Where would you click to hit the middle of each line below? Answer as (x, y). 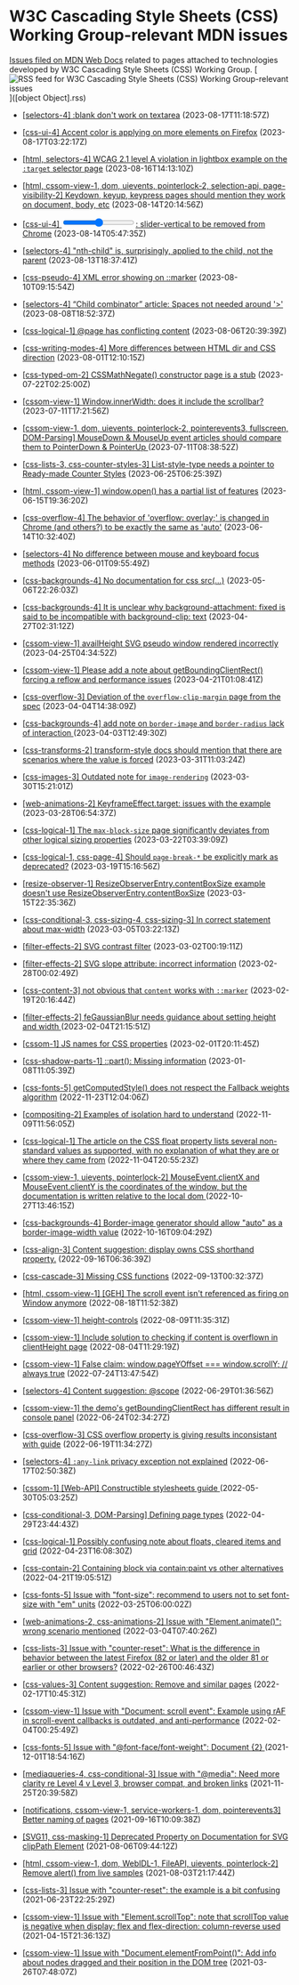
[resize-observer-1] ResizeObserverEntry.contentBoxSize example (144, 884)
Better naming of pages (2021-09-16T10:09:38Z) (112, 1819)
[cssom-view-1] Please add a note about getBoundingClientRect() (143, 670)
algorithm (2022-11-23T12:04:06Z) (85, 1097)
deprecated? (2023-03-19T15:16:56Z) (91, 866)
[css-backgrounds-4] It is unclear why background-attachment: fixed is (154, 607)
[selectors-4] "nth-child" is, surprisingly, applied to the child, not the (147, 250)
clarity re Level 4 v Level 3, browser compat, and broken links (135, 1783)
